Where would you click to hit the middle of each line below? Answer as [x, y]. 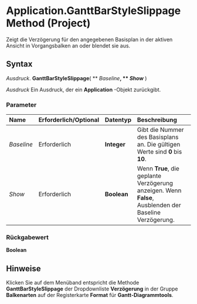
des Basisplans [158, 137]
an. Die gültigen [159, 145]
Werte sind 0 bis [159, 152]
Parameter [21, 105]
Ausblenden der [159, 205]
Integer [115, 145]
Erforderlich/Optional [69, 120]
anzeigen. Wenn [159, 190]
